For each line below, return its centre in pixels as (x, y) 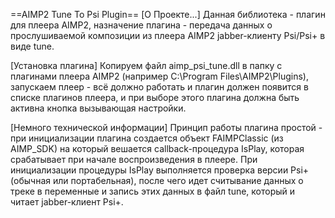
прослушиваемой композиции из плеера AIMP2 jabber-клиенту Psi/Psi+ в (168, 35)
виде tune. (32, 46)
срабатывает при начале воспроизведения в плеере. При (134, 159)
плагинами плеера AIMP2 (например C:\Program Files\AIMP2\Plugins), (159, 76)
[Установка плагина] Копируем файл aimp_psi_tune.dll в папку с (146, 65)
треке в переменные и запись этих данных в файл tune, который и (153, 191)
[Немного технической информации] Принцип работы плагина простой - (166, 127)
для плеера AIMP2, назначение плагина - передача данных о (141, 25)
